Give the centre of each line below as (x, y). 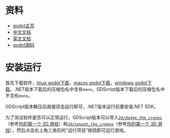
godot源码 (24, 45)
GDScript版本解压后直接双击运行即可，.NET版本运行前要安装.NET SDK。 (82, 106)
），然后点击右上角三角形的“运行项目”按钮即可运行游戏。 (69, 130)
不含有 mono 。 (19, 95)
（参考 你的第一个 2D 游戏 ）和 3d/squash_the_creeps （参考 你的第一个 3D (81, 124)
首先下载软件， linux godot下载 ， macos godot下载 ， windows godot (76, 83)
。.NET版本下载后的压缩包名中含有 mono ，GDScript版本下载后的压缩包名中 (88, 89)
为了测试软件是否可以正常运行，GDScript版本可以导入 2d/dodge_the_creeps (84, 117)
